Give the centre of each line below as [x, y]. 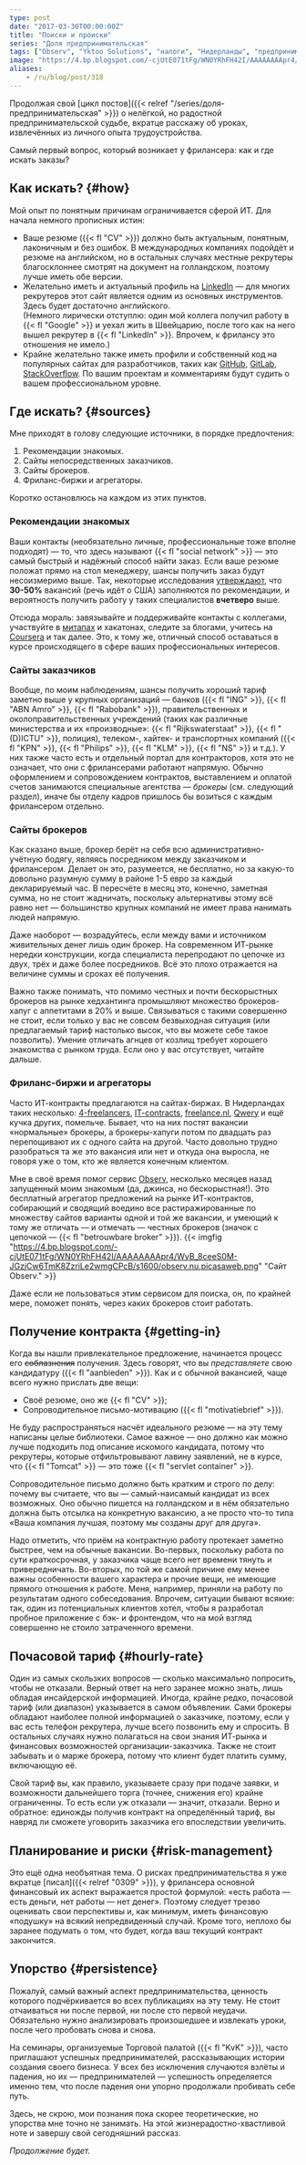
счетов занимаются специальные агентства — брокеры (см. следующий [152, 786]
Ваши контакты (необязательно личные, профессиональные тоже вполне [153, 541]
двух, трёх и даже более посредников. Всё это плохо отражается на [143, 964]
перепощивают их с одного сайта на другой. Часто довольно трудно [143, 1142]
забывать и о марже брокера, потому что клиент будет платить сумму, [148, 1756]
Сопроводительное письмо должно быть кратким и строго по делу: [142, 1484]
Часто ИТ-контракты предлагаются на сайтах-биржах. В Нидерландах [147, 1103]
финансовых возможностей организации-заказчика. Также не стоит [143, 1746]
